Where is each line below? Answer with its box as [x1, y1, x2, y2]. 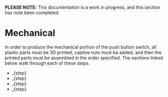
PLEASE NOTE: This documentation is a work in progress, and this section [5, 5, 160, 10]
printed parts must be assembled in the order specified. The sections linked [5, 55, 163, 61]
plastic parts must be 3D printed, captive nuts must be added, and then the [5, 49, 162, 55]
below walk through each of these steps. [5, 60, 90, 66]
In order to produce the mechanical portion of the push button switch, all [5, 44, 157, 50]
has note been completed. [5, 10, 59, 16]
